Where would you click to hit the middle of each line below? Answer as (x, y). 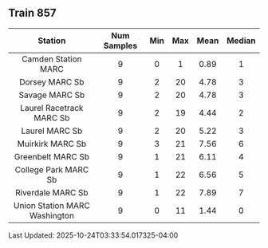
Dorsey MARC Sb (52, 81)
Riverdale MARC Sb (52, 192)
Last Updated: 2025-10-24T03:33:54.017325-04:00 (93, 235)
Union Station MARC (51, 205)
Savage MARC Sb (52, 95)
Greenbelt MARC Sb (52, 156)
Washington (51, 215)
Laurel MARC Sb (52, 131)
